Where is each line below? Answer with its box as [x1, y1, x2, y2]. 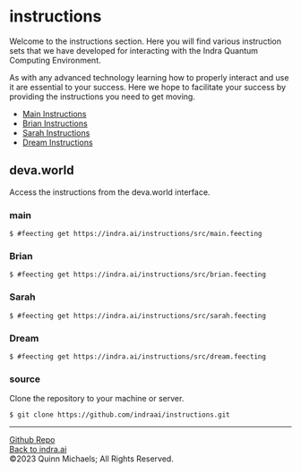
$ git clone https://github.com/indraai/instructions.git [9, 410, 230, 419]
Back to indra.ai [9, 444, 67, 455]
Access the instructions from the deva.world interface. [9, 186, 211, 198]
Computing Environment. [9, 55, 101, 65]
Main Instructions [21, 108, 87, 119]
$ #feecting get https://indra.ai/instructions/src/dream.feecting [9, 351, 267, 361]
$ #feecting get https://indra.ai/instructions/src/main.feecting [9, 230, 262, 239]
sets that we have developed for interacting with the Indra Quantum [9, 45, 258, 55]
